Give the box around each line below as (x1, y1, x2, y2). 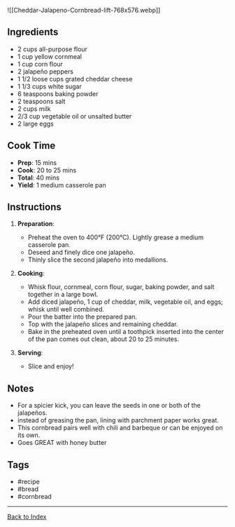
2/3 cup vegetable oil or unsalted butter (17, 112, 132, 120)
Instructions (7, 201, 62, 213)
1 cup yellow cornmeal (17, 52, 83, 60)
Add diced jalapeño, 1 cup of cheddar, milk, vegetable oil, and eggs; (27, 298, 224, 306)
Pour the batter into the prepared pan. (27, 312, 138, 321)
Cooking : (17, 269, 45, 278)
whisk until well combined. (27, 305, 105, 314)
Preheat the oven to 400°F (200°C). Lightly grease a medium (27, 233, 204, 241)
